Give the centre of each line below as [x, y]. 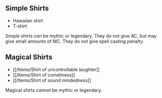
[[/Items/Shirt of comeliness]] [44, 75]
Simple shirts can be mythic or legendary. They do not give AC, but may [81, 36]
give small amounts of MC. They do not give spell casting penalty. [75, 41]
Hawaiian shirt [28, 20]
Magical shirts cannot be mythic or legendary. [54, 90]
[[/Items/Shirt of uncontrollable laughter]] [56, 69]
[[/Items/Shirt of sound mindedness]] [52, 80]
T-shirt [20, 26]
